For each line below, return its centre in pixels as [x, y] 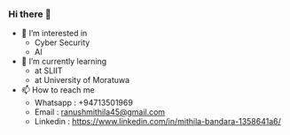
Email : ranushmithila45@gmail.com [100, 112]
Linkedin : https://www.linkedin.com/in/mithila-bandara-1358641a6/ [157, 122]
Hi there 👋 [30, 14]
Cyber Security [62, 42]
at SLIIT [48, 71]
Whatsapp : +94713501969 [84, 103]
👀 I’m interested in [54, 34]
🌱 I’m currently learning [64, 62]
